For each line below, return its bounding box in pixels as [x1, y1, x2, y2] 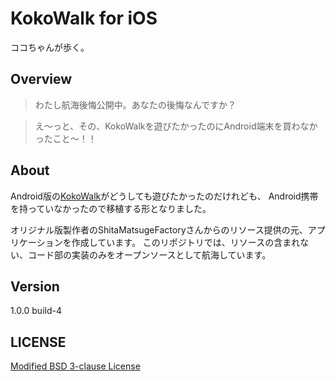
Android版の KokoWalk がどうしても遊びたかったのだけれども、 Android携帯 [10, 190, 319, 202]
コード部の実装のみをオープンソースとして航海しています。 [27, 248, 272, 261]
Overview [10, 71, 73, 88]
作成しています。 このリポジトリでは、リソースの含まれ [71, 236, 301, 248]
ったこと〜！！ [34, 132, 97, 144]
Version [10, 278, 60, 295]
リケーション [10, 236, 63, 248]
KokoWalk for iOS [10, 7, 158, 30]
